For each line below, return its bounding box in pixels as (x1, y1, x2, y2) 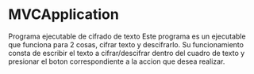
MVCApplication (8, 6, 119, 24)
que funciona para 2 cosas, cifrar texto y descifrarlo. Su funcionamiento (8, 39, 244, 49)
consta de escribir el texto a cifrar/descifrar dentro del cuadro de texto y (8, 48, 245, 57)
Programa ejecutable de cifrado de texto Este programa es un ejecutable (8, 31, 246, 41)
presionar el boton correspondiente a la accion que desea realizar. (8, 57, 225, 66)
